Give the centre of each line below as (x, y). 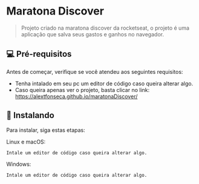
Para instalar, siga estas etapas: (46, 130)
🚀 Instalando (30, 115)
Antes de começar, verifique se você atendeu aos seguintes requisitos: (95, 71)
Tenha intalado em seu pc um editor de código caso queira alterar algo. (104, 84)
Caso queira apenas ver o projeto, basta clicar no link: (82, 90)
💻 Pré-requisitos (39, 54)
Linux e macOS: (26, 142)
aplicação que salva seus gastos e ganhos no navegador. (93, 34)
